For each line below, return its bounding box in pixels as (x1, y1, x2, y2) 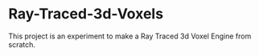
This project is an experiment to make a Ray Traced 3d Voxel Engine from (8, 31, 252, 41)
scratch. (8, 39, 36, 49)
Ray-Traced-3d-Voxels (8, 5, 163, 23)
